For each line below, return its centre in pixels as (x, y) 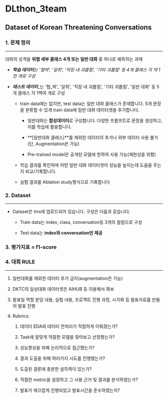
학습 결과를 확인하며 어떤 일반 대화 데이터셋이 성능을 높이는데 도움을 (86, 165)
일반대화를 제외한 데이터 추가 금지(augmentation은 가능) (68, 279)
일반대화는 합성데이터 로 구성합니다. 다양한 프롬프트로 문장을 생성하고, (95, 120)
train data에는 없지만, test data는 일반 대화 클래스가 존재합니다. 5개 (86, 103)
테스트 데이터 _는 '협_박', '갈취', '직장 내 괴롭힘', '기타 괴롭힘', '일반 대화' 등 (84, 86)
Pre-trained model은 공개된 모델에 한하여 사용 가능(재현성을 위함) (92, 154)
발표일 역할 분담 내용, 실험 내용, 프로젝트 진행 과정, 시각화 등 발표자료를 (81, 300)
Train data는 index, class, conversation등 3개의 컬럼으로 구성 (81, 222)
